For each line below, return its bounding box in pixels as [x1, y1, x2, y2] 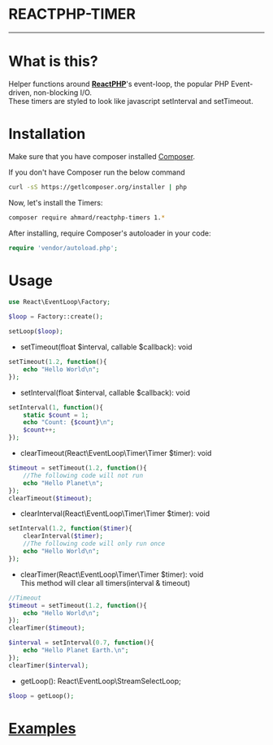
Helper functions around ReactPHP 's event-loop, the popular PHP [8, 79, 230, 89]
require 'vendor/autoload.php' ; [8, 244, 118, 252]
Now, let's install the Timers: [8, 197, 103, 207]
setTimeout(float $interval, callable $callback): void [19, 342, 193, 352]
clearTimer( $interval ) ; [8, 661, 89, 669]
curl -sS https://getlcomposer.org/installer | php [8, 183, 187, 191]
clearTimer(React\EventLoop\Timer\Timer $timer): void [19, 570, 204, 579]
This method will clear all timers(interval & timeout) [19, 578, 191, 587]
